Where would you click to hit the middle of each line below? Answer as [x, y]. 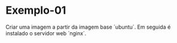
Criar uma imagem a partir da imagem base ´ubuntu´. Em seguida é [88, 27]
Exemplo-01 [36, 10]
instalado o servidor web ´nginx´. [46, 33]
